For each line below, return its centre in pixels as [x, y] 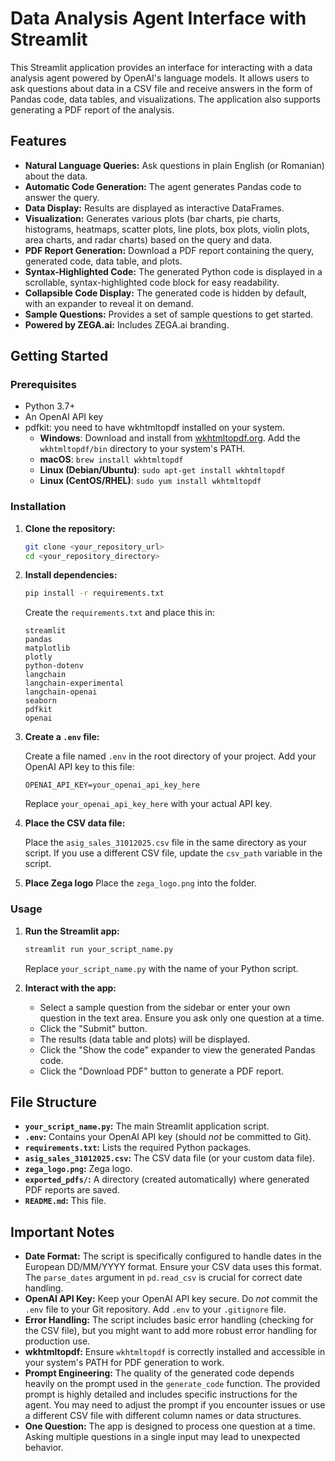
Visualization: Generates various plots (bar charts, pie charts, [152, 218]
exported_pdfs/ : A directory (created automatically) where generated [167, 1179]
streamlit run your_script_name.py [99, 949]
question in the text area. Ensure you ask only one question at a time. [182, 1018]
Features [38, 141]
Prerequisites [43, 385]
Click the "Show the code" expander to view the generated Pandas [177, 1049]
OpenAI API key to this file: [79, 767]
